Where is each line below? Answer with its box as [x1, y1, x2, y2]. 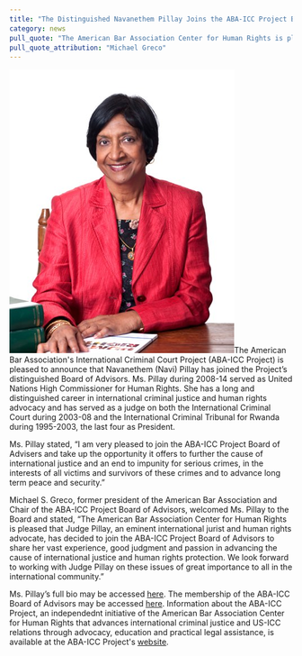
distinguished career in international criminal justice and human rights [9, 393, 268, 404]
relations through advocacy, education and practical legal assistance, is [9, 627, 274, 638]
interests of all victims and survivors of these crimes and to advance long [9, 468, 281, 478]
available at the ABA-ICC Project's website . [9, 636, 169, 648]
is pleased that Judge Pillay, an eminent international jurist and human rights [9, 524, 292, 534]
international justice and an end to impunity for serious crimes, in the [9, 458, 264, 469]
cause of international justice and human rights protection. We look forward [9, 552, 289, 563]
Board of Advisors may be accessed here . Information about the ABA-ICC [9, 598, 282, 609]
